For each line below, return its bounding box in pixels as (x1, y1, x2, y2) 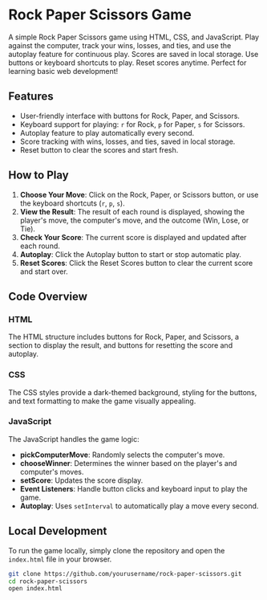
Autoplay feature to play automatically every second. (19, 128, 195, 137)
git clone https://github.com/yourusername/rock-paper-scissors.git (8, 569, 242, 578)
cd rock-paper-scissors (8, 577, 88, 586)
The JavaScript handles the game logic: (8, 434, 140, 443)
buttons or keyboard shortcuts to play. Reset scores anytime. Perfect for (8, 58, 247, 67)
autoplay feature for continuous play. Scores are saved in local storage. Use (8, 49, 259, 59)
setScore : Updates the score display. (19, 476, 144, 485)
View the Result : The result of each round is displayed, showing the (19, 206, 245, 216)
